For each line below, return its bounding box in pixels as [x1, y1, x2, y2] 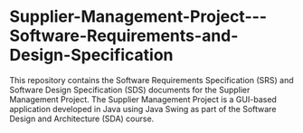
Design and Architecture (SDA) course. [9, 113, 155, 124]
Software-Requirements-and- [9, 25, 239, 46]
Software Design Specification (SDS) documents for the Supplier [9, 84, 251, 95]
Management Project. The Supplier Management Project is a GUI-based [9, 93, 278, 105]
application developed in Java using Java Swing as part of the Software [9, 103, 277, 114]
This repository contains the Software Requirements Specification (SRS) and [9, 74, 294, 85]
